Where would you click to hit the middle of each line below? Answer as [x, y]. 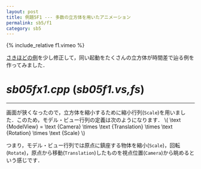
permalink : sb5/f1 [29, 23]
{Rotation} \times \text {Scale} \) [46, 133]
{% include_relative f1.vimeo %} [45, 45]
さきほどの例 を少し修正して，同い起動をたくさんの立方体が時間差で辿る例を [100, 58]
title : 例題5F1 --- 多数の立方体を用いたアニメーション [68, 17]
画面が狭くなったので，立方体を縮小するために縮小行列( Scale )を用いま [93, 113]
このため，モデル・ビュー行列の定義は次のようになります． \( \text [99, 120]
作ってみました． [27, 65]
